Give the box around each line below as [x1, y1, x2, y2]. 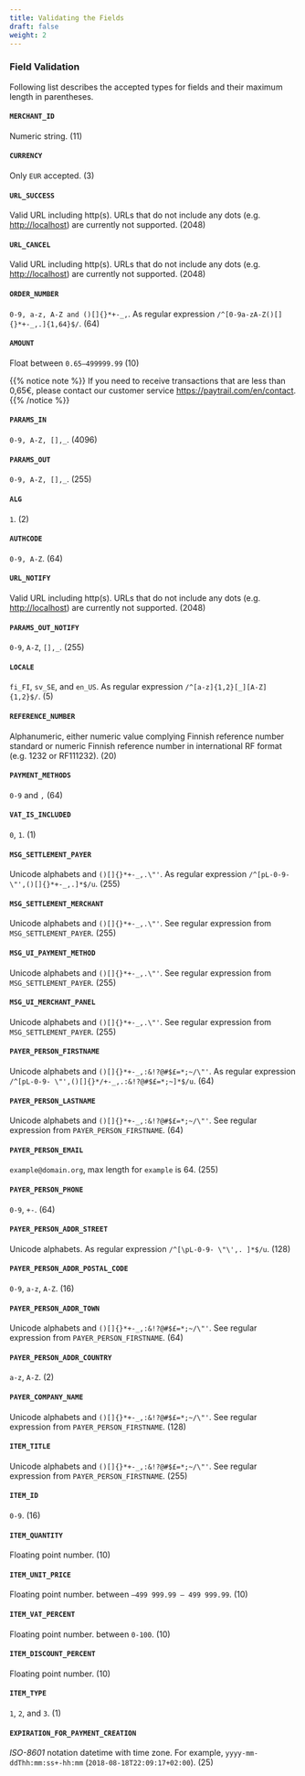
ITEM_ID [9, 1492, 39, 1501]
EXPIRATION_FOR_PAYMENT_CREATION [9, 1728, 137, 1738]
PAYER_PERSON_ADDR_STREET [9, 1225, 108, 1235]
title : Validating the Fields [9, 13, 125, 23]
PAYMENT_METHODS [9, 771, 71, 780]
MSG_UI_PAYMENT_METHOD [9, 948, 96, 958]
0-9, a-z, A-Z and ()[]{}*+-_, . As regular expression [9, 308, 216, 319]
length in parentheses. [9, 91, 94, 102]
